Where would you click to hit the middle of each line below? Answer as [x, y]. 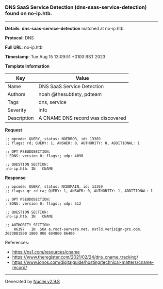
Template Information [27, 66]
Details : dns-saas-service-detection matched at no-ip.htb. [65, 29]
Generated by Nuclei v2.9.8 [33, 282]
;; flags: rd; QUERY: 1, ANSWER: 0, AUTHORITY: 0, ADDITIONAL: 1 [72, 143]
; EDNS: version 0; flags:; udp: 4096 [44, 156]
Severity [17, 110]
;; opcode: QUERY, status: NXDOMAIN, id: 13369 [54, 187]
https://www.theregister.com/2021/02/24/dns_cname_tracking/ [75, 257]
